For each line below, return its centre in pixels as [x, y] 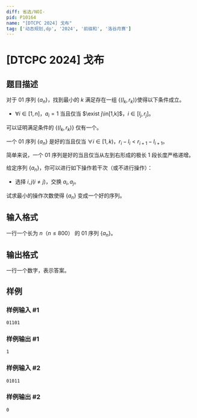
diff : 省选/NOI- [26, 12]
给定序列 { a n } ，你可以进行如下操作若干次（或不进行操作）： [80, 169]
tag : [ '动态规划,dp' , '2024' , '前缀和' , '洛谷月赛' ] [69, 29]
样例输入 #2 [23, 368]
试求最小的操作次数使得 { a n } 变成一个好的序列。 [66, 196]
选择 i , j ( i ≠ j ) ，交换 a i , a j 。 [47, 183]
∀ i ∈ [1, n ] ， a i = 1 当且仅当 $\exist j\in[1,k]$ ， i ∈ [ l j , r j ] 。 [84, 114]
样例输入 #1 [23, 310]
